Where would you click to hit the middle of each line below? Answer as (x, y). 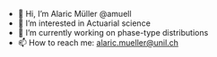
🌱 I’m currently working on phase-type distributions (113, 33)
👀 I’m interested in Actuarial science (84, 23)
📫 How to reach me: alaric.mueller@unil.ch (98, 43)
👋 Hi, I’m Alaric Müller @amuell (74, 14)
